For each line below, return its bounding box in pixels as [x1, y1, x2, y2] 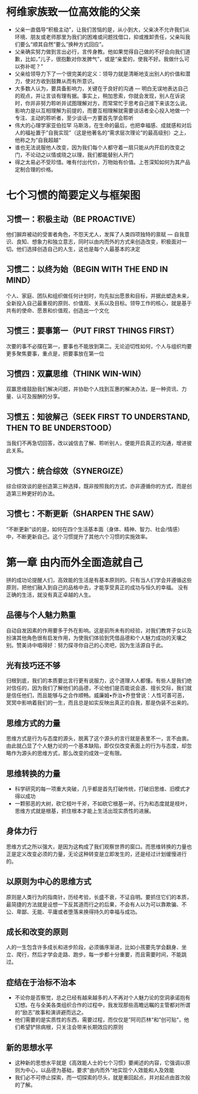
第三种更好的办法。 [11, 490, 58, 497]
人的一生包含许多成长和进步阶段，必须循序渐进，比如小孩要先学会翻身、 [6, 944, 181, 951]
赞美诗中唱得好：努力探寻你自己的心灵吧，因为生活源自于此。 [16, 642, 166, 649]
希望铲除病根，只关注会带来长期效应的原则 [19, 1023, 124, 1031]
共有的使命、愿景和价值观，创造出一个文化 [6, 307, 110, 314]
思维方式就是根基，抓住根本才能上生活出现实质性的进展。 [14, 808, 154, 814]
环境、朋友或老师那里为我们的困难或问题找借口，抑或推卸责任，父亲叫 [14, 33, 186, 40]
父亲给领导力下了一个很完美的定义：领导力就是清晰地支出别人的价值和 [14, 70, 186, 77]
